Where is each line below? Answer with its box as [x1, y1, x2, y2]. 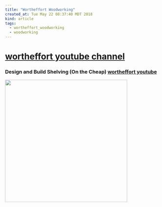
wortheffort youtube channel [5, 51, 125, 62]
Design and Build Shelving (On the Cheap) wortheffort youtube [5, 69, 157, 75]
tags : [5, 21, 16, 26]
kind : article [5, 16, 34, 21]
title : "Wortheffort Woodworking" [5, 7, 76, 12]
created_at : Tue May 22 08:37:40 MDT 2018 [5, 12, 93, 17]
